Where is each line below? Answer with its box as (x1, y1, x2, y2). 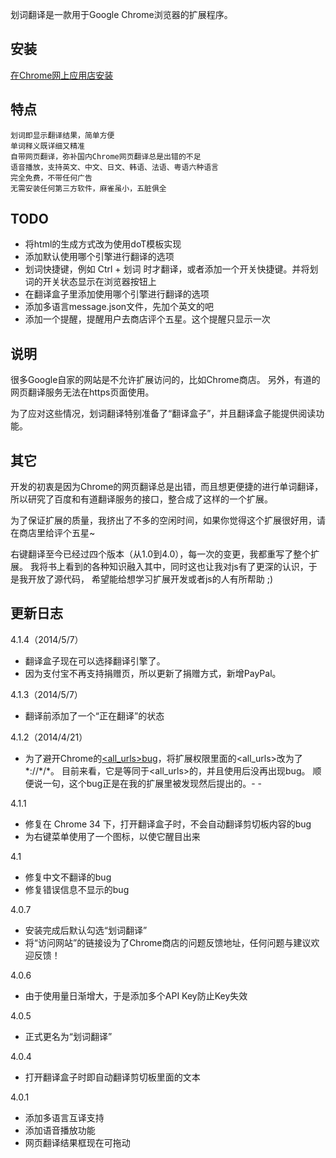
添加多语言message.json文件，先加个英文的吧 (24, 301, 215, 313)
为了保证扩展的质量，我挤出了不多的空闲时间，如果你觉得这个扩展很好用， (10, 514, 317, 527)
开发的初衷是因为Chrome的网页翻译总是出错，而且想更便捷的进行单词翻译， (10, 481, 324, 493)
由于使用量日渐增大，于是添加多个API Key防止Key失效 (24, 989, 248, 1002)
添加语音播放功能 (24, 1124, 96, 1136)
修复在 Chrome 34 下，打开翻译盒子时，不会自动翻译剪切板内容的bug (24, 818, 312, 830)
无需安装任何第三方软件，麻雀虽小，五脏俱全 (10, 183, 167, 193)
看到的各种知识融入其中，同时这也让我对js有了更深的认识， (64, 561, 309, 573)
